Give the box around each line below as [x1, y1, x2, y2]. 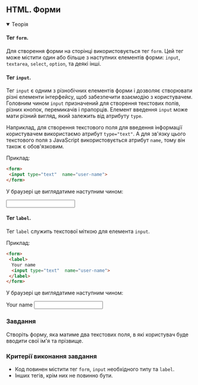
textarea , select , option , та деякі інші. [6, 60, 102, 67]
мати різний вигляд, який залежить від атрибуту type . [6, 113, 143, 120]
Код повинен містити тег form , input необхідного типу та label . [14, 365, 175, 372]
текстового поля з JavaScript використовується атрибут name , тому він [6, 136, 186, 144]
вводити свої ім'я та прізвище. [6, 337, 84, 344]
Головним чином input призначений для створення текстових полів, [6, 100, 180, 107]
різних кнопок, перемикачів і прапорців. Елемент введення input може [6, 106, 188, 113]
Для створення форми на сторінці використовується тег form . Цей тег [6, 48, 184, 55]
